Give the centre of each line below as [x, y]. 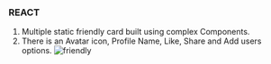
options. [36, 51]
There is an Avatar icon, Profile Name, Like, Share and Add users [141, 41]
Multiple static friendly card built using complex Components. [135, 32]
